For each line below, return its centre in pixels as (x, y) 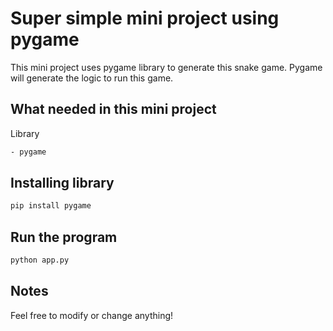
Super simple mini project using (145, 18)
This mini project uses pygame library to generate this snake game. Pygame (166, 67)
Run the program (64, 237)
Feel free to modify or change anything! (92, 315)
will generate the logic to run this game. (92, 78)
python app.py (40, 260)
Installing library (62, 183)
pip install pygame (51, 206)
